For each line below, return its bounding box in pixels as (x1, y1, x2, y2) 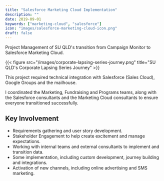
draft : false (5, 30, 32, 35)
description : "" (5, 12, 39, 17)
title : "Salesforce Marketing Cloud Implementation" (5, 7, 117, 12)
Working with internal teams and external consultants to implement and (12, 143, 159, 149)
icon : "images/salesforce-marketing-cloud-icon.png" (5, 26, 117, 31)
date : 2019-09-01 (5, 16, 41, 21)
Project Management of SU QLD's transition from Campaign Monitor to (5, 44, 151, 50)
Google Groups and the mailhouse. (5, 79, 77, 85)
